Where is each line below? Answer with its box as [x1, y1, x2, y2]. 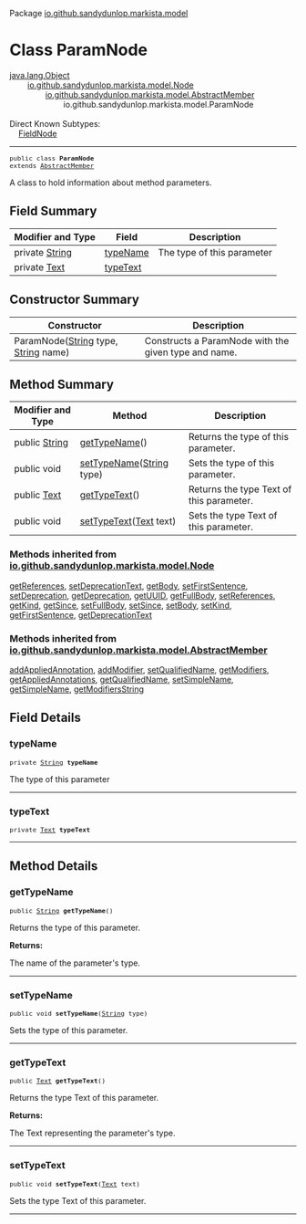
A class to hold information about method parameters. [9, 177, 212, 188]
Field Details [9, 710, 82, 726]
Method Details [9, 858, 98, 874]
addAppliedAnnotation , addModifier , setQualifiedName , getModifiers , [9, 664, 270, 675]
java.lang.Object [9, 69, 70, 80]
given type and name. [144, 346, 238, 359]
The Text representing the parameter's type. [9, 1127, 176, 1139]
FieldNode [17, 128, 57, 139]
